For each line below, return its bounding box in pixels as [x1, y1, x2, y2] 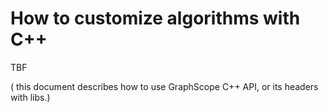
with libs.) [10, 91, 51, 103]
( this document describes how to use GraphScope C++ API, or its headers [10, 80, 319, 92]
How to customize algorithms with [10, 7, 301, 30]
